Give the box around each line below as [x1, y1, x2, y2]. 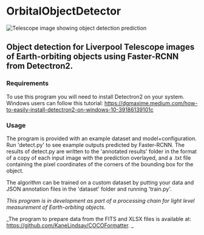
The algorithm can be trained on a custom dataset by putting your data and [6, 179, 194, 186]
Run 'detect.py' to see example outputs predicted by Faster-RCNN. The [6, 141, 185, 148]
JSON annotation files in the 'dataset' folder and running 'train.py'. [6, 185, 172, 192]
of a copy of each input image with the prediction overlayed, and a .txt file [6, 154, 191, 162]
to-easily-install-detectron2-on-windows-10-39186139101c [6, 106, 154, 113]
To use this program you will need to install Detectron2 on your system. [6, 93, 185, 100]
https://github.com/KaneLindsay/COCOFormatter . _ [6, 222, 134, 229]
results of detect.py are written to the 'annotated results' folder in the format [6, 148, 197, 155]
